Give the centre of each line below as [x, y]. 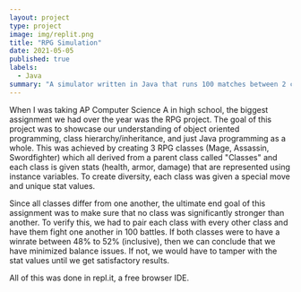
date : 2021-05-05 [42, 51]
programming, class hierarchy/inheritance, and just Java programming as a [148, 138]
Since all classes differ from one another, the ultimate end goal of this [138, 203]
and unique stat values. [52, 185]
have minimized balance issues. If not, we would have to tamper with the [143, 251]
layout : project [39, 17]
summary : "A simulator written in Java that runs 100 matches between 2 [148, 84]
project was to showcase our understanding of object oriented [125, 129]
